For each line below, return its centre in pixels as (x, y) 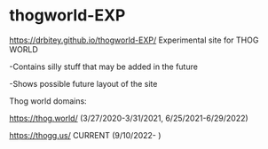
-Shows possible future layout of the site (83, 83)
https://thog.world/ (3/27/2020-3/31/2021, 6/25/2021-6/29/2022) (129, 118)
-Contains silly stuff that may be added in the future (103, 67)
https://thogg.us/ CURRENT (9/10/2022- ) (85, 135)
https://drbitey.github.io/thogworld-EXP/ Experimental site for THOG (134, 40)
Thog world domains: (48, 101)
